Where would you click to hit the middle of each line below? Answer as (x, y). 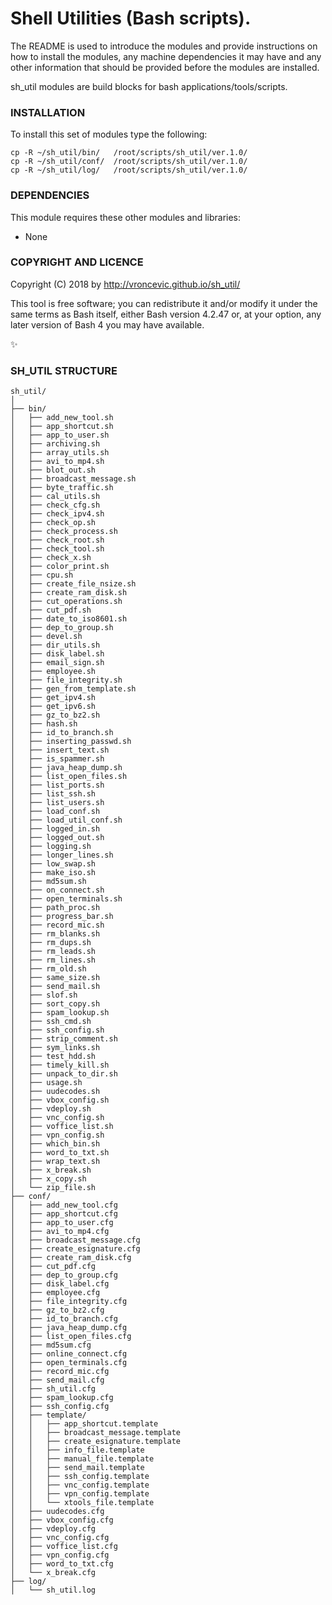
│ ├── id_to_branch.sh (62, 733)
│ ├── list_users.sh (57, 803)
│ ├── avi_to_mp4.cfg (60, 1232)
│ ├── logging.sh (51, 847)
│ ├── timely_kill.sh (60, 1065)
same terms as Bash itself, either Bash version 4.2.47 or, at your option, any (166, 314)
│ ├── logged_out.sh (57, 838)
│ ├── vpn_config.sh (57, 1135)
